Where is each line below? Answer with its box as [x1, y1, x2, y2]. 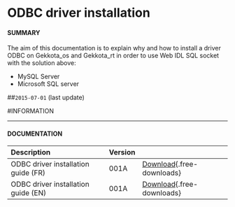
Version [108, 147, 136, 157]
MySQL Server [17, 72, 60, 81]
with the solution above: [7, 59, 76, 67]
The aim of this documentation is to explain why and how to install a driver [7, 44, 222, 52]
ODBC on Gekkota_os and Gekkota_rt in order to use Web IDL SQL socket [7, 51, 219, 60]
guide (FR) [10, 168, 45, 178]
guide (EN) [10, 187, 47, 197]
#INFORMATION [7, 107, 55, 115]
